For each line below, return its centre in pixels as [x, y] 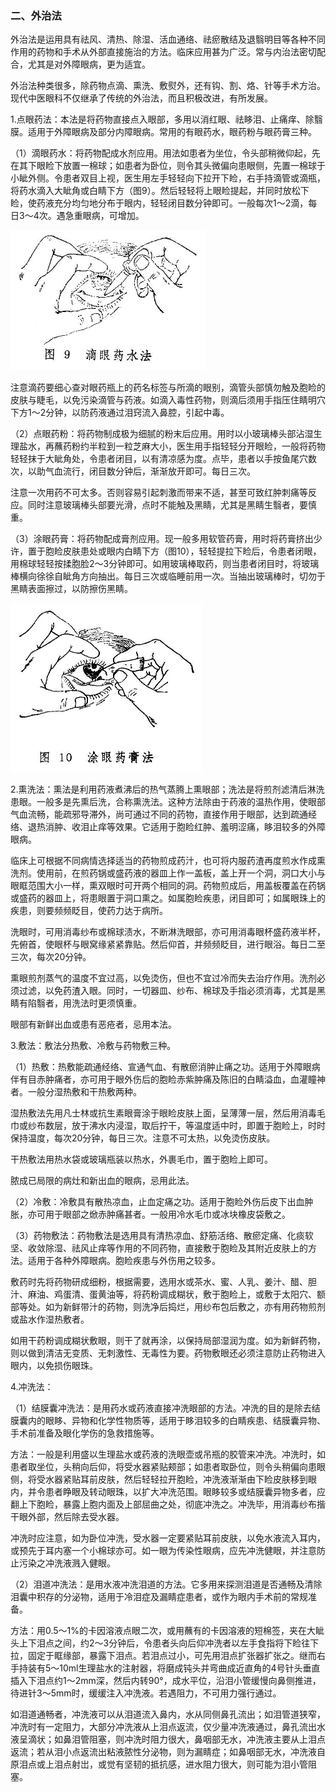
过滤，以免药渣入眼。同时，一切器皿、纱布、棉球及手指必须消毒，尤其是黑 [172, 990]
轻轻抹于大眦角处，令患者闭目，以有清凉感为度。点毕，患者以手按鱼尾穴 [159, 458]
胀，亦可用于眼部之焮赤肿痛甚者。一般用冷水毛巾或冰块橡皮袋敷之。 [150, 1214]
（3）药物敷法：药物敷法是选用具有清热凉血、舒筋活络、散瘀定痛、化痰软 [162, 1235]
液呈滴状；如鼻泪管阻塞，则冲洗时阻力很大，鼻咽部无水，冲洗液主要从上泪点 [168, 1739]
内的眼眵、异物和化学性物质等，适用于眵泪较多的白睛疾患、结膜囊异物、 [176, 1420]
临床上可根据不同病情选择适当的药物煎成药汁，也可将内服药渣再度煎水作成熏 [168, 860]
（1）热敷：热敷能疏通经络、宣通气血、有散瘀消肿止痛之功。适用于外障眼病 [165, 1066]
